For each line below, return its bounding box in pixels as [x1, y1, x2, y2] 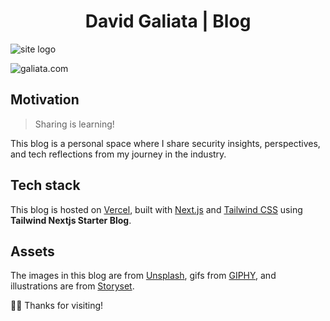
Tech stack [10, 177, 81, 194]
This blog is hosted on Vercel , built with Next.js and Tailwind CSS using [10, 203, 303, 215]
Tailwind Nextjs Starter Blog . [10, 214, 132, 226]
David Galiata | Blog [84, 10, 252, 33]
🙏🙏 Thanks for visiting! [10, 300, 104, 312]
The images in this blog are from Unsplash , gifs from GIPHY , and [10, 270, 277, 282]
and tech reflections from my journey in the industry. [10, 148, 227, 160]
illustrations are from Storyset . [10, 280, 135, 292]
